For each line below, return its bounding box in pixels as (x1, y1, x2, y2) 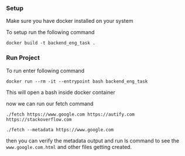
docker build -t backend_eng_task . (6, 40, 95, 46)
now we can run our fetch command (6, 100, 94, 107)
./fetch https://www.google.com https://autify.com (6, 111, 135, 117)
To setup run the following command (6, 29, 95, 36)
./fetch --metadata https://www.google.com (6, 127, 114, 133)
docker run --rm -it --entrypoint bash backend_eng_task (6, 78, 148, 84)
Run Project (6, 54, 40, 62)
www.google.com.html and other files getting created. (6, 143, 132, 150)
